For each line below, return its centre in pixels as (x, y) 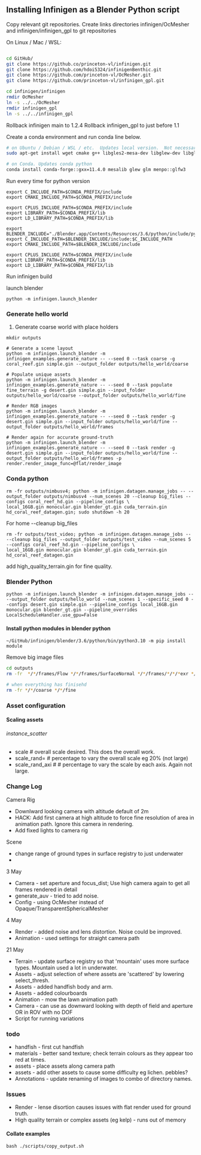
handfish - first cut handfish (49, 1047)
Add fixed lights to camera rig (51, 830)
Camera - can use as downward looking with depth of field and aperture (104, 1005)
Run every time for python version (48, 181)
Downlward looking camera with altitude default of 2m (82, 811)
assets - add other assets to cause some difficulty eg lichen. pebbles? (101, 1072)
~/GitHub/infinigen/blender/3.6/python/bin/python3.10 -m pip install (96, 641)
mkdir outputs (24, 338)
